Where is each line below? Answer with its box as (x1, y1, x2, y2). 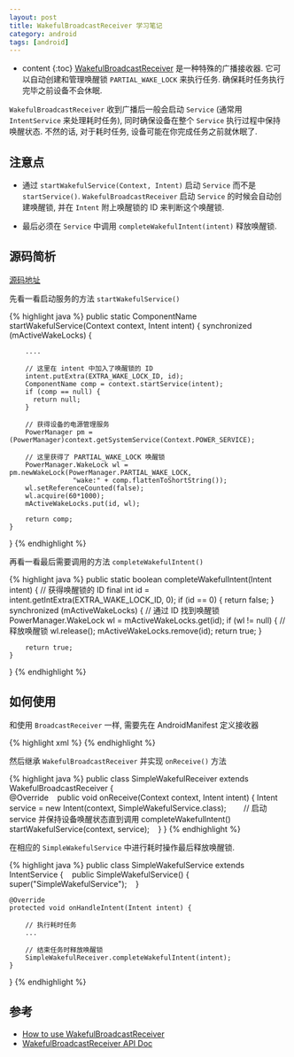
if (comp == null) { (25, 387, 101, 396)
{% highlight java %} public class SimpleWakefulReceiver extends (9, 773, 250, 784)
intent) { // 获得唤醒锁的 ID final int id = (9, 584, 151, 595)
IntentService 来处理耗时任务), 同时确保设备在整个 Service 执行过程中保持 (9, 115, 282, 126)
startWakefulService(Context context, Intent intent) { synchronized (9, 320, 252, 330)
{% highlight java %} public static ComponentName (9, 311, 197, 322)
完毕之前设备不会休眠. (21, 85, 103, 96)
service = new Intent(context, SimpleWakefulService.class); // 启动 (9, 803, 267, 813)
